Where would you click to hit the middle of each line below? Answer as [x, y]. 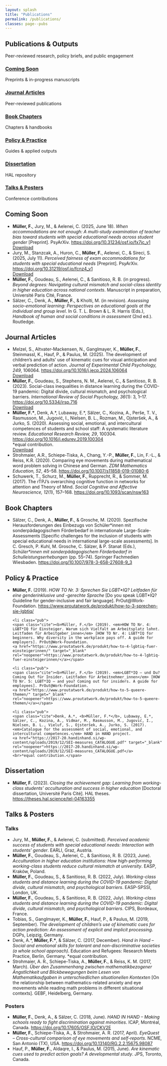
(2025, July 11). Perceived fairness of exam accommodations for [79, 258]
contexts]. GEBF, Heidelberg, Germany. [53, 993]
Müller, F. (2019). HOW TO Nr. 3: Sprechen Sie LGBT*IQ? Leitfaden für [85, 590]
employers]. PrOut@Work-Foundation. [50, 642]
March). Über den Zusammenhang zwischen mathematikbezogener [82, 967]
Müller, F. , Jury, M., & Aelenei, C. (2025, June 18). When [70, 226]
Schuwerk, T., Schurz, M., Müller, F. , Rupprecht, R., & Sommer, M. [80, 476]
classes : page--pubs [27, 24]
